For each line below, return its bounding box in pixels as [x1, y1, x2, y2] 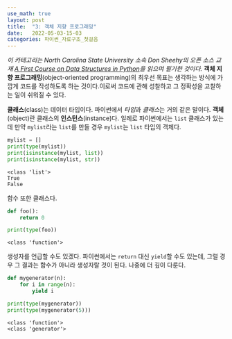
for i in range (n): [19, 281, 76, 288]
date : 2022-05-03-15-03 [7, 29, 82, 37]
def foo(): [7, 208, 39, 215]
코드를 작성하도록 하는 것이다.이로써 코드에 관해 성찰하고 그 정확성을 [19, 82, 203, 90]
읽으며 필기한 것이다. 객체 [146, 65, 216, 73]
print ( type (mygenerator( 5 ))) [7, 306, 91, 313]
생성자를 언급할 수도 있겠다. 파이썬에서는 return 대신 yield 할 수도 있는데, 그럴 [7, 252, 218, 261]
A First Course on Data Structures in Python [14, 65, 140, 73]
